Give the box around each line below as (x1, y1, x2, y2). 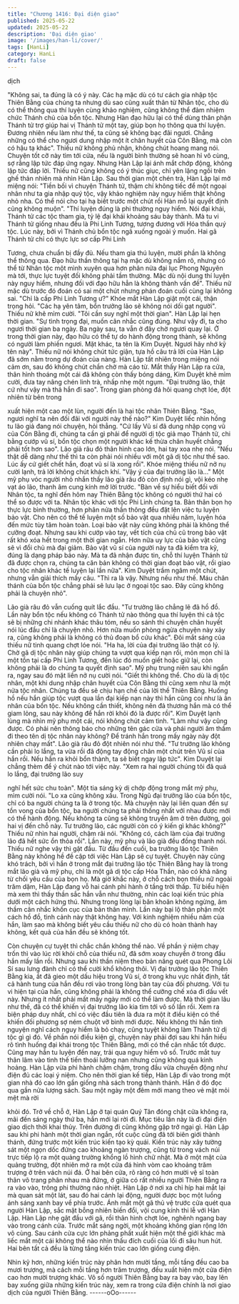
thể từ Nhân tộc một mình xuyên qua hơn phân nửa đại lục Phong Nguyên (7, 264, 223, 272)
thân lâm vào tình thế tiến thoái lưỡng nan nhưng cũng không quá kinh (7, 1055, 213, 1064)
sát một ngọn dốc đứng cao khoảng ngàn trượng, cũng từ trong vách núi (7, 1145, 220, 1154)
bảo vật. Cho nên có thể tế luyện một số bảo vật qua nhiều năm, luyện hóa (7, 512, 226, 522)
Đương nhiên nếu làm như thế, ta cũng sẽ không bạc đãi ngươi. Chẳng (7, 128, 213, 136)
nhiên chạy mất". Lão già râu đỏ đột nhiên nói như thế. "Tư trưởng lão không (7, 739, 230, 747)
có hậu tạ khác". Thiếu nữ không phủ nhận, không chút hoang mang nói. (7, 144, 220, 152)
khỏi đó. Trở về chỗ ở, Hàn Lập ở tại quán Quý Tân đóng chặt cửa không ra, (7, 1107, 228, 1115)
